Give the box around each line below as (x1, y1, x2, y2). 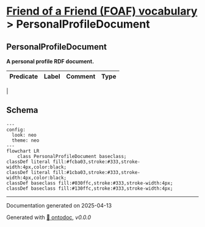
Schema (6, 105, 38, 115)
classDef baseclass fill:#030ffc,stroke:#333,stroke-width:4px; (6, 180, 173, 186)
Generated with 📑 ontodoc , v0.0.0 (6, 214, 92, 221)
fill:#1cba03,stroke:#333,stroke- (52, 169, 140, 175)
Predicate (9, 72, 38, 81)
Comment (66, 72, 96, 81)
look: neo (12, 132, 37, 138)
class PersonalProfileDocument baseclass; (17, 153, 127, 159)
